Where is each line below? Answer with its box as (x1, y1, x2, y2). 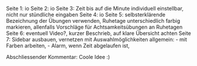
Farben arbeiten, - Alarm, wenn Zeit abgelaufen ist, (6, 42, 130, 49)
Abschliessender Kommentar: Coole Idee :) (6, 54, 111, 60)
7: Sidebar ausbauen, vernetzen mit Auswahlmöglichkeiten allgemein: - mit (6, 36, 187, 43)
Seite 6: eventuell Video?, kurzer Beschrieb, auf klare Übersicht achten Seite (6, 30, 191, 37)
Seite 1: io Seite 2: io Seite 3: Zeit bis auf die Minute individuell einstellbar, (6, 5, 184, 12)
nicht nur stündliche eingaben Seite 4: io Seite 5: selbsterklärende (6, 11, 166, 18)
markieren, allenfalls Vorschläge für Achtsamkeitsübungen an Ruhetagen (6, 23, 183, 30)
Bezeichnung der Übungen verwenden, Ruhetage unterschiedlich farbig (6, 18, 181, 24)
